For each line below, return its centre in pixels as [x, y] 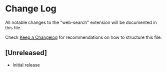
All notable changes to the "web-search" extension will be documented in [81, 22]
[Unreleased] [26, 53]
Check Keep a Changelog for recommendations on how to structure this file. [84, 37]
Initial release [26, 65]
